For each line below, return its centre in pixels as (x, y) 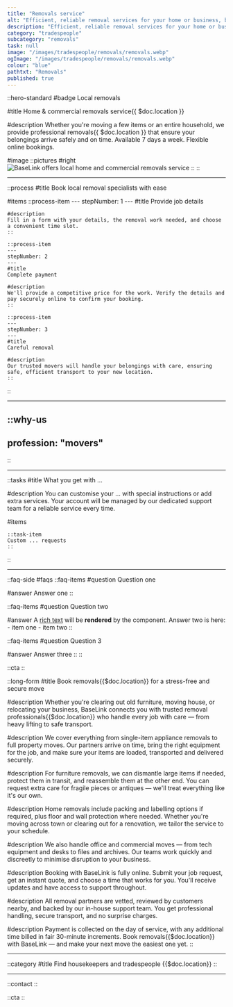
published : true (31, 78)
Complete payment (32, 275)
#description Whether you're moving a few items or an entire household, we (116, 125)
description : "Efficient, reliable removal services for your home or (111, 26)
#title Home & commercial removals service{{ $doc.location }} (96, 111)
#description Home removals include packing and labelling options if (105, 809)
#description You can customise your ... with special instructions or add (110, 493)
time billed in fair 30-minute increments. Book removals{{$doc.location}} (111, 936)
